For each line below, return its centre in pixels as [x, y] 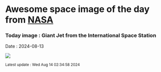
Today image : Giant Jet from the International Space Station [81, 35]
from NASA [29, 20]
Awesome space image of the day [77, 9]
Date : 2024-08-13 [24, 46]
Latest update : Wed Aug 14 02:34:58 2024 [43, 65]
